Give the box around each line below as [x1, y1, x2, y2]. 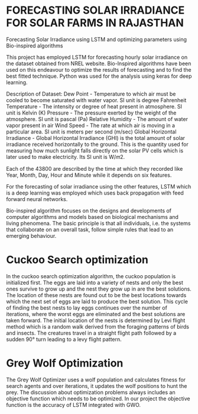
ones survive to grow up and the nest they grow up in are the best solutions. [6, 285, 192, 292]
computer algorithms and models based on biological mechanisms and [6, 213, 179, 220]
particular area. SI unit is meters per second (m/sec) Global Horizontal [6, 128, 177, 135]
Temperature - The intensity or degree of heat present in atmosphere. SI [6, 103, 182, 110]
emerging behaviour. [6, 232, 57, 239]
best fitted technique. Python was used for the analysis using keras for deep [6, 72, 192, 79]
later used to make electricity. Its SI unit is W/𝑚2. [6, 153, 125, 160]
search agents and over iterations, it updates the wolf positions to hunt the [6, 382, 187, 389]
